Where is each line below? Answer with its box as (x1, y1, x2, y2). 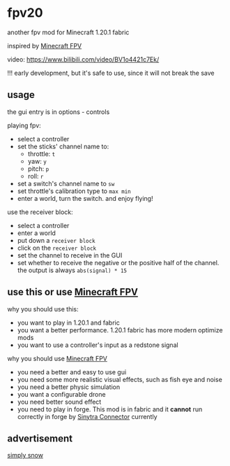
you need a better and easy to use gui (17, 367, 127, 376)
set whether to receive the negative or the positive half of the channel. (17, 258, 220, 267)
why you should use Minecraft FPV (7, 354, 108, 362)
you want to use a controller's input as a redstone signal (17, 341, 179, 349)
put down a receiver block (17, 236, 95, 244)
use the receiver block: (7, 208, 73, 216)
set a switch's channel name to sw (17, 179, 115, 188)
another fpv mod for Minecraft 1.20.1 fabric (7, 28, 130, 36)
